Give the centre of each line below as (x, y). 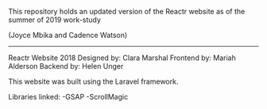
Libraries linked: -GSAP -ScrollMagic (68, 97)
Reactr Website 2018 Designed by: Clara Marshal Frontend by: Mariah (122, 58)
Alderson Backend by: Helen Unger (66, 66)
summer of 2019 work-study (55, 20)
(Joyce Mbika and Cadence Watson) (68, 35)
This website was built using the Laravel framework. (93, 81)
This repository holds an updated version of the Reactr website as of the (127, 11)
